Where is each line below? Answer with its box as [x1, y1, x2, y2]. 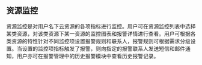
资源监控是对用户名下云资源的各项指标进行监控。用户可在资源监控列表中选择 [6, 23, 196, 30]
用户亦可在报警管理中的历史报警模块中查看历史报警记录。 [16, 52, 159, 60]
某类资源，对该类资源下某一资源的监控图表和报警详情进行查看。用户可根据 [6, 30, 191, 37]
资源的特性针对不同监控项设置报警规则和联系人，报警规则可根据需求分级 [11, 38, 191, 45]
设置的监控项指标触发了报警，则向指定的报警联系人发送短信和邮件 [22, 45, 185, 52]
